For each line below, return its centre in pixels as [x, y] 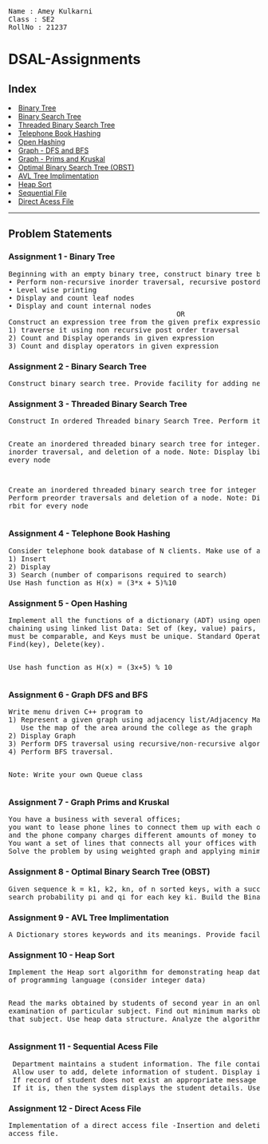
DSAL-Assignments [75, 60]
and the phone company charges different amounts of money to [132, 835]
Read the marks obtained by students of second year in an [126, 1003]
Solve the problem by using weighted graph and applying [122, 851]
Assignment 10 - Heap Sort [62, 955]
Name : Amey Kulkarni [51, 11]
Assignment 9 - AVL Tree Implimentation [89, 917]
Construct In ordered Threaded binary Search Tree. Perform [128, 421]
